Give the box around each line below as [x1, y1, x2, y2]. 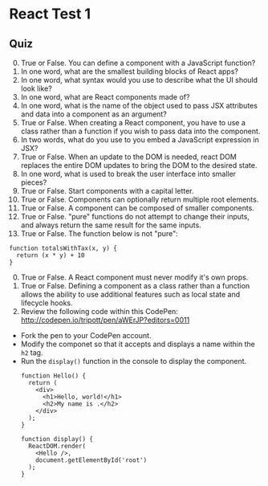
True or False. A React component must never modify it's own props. [20, 272, 249, 282]
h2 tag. [20, 348, 43, 357]
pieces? [20, 178, 47, 187]
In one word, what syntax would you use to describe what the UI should [20, 76, 258, 84]
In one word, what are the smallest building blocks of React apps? [20, 67, 239, 76]
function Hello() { [20, 372, 87, 380]
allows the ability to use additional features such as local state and [20, 290, 240, 299]
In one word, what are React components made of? [20, 92, 190, 101]
